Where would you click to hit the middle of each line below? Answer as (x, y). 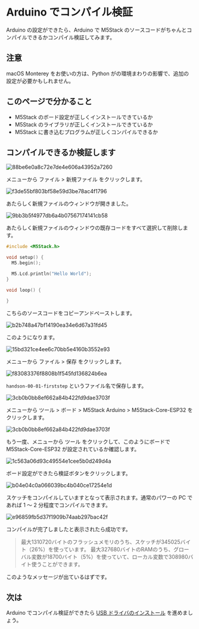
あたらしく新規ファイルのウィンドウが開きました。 (69, 204)
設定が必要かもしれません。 (40, 80)
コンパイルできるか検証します (61, 152)
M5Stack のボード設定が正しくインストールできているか (84, 117)
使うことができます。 (57, 564)
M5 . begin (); (27, 263)
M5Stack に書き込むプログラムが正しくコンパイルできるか (86, 132)
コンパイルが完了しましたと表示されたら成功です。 (69, 529)
